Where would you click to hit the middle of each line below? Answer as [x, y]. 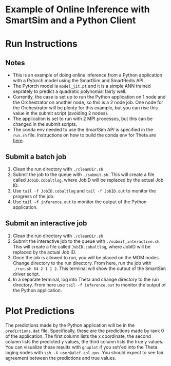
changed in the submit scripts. [45, 124]
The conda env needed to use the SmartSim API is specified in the [83, 130]
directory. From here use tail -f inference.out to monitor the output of [89, 285]
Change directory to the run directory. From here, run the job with [82, 263]
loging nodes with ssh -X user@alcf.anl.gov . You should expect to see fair [84, 352]
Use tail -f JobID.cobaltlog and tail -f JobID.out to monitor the [84, 191]
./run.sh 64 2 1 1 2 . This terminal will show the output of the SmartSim [89, 268]
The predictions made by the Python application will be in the [70, 325]
